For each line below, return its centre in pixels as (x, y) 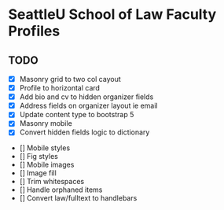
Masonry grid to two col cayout (70, 79)
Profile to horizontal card (60, 88)
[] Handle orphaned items (61, 190)
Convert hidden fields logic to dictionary (84, 132)
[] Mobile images (47, 165)
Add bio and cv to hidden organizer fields (86, 97)
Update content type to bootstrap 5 (77, 115)
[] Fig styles (39, 157)
